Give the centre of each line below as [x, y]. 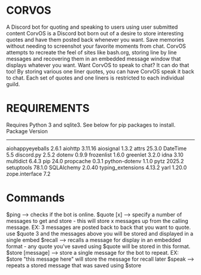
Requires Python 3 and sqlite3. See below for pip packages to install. [91, 125]
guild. [13, 84]
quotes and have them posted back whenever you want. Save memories [95, 39]
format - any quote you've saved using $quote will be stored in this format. [98, 246]
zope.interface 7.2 [28, 173]
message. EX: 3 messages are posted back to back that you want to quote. [99, 227]
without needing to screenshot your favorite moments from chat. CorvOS [96, 46]
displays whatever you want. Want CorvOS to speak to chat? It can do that [98, 65]
